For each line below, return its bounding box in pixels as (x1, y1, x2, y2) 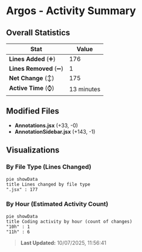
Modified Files (6, 106, 60, 116)
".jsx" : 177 (6, 187, 38, 193)
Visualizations (6, 145, 60, 155)
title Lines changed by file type (6, 181, 91, 187)
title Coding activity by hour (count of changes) (6, 218, 133, 224)
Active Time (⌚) (9, 84, 55, 92)
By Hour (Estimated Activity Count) (6, 200, 109, 208)
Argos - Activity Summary (6, 4, 136, 18)
